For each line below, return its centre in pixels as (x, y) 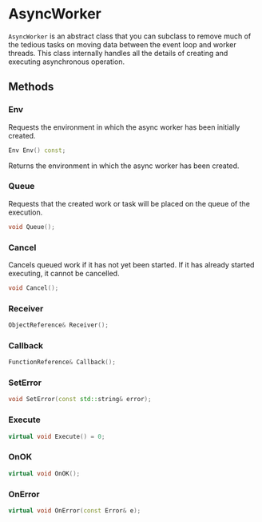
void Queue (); (32, 227)
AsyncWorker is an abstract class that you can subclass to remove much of (130, 36)
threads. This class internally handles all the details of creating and (118, 53)
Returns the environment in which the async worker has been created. (124, 166)
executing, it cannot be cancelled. (64, 273)
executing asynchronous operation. (67, 62)
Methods (31, 87)
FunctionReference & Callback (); (62, 362)
